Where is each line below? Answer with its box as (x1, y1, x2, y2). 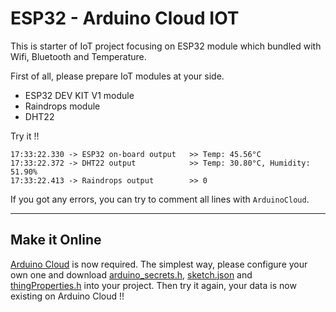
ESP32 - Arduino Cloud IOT (10, 7, 240, 30)
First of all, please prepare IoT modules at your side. (10, 70, 225, 82)
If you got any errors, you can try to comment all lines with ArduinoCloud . (10, 193, 310, 205)
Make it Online (10, 232, 102, 249)
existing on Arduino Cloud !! (10, 290, 125, 302)
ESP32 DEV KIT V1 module (24, 89, 135, 101)
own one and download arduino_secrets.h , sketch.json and (10, 268, 253, 281)
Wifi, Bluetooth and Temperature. (10, 50, 147, 62)
